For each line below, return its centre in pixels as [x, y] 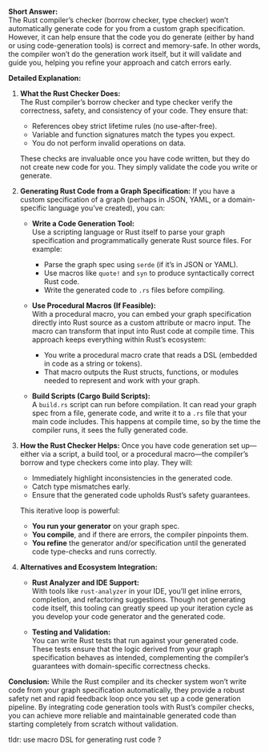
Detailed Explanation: [45, 78]
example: [47, 249]
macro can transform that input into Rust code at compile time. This [143, 331]
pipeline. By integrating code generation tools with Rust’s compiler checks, [131, 707]
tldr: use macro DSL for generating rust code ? [85, 740]
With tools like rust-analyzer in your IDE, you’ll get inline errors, [137, 591]
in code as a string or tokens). [93, 364]
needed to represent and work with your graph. [122, 380]
